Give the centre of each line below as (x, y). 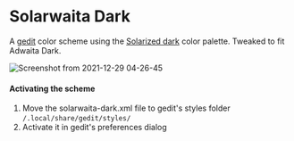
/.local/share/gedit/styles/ (76, 119)
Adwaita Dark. (35, 50)
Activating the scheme (52, 88)
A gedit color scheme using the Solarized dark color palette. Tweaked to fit (147, 41)
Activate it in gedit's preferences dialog (94, 128)
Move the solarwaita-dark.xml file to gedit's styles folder (126, 108)
